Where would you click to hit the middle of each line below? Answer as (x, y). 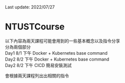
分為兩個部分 (18, 47)
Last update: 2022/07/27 (30, 7)
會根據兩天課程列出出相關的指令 (37, 76)
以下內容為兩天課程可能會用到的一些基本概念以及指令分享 (62, 41)
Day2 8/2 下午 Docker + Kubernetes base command (57, 59)
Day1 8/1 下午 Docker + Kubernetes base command (56, 53)
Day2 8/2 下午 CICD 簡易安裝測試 (38, 65)
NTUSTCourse (35, 27)
